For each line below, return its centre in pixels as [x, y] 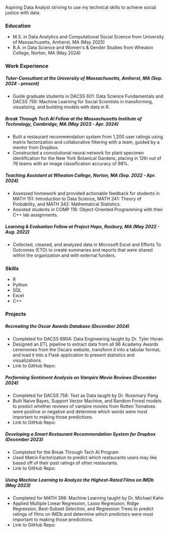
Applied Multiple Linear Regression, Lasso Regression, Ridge [76, 504]
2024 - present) [22, 84]
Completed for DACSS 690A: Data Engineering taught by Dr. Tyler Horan [88, 339]
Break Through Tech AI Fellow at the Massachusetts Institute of [74, 118]
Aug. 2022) [17, 232]
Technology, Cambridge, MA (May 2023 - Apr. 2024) [62, 124]
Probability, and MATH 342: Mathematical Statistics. [67, 204]
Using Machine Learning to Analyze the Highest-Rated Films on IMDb [79, 480]
